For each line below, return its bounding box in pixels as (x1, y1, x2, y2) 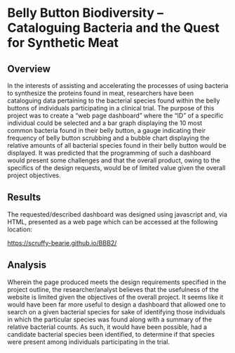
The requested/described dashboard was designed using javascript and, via (7, 210, 228, 219)
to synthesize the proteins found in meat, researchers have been (7, 89, 194, 97)
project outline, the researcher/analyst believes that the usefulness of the (7, 285, 219, 293)
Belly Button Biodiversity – (7, 5, 163, 21)
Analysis (7, 259, 47, 271)
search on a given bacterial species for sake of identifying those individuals (7, 307, 226, 316)
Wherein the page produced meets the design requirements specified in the (7, 278, 227, 286)
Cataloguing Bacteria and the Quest (7, 20, 220, 36)
